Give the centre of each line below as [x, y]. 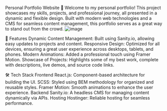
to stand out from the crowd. [34, 29]
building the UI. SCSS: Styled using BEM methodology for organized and [80, 82]
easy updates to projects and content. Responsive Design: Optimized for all [83, 44]
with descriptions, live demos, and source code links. [60, 65]
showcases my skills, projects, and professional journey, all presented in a [81, 13]
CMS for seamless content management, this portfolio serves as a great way [84, 23]
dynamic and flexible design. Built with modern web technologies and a [79, 18]
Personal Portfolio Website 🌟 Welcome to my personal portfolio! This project [83, 8]
